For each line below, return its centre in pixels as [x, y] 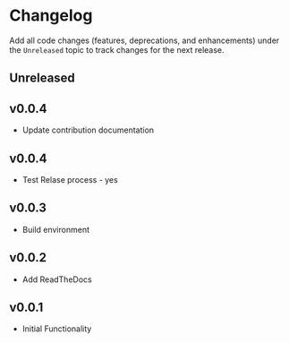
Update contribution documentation [88, 130]
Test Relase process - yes [70, 179]
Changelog [51, 16]
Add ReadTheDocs [57, 279]
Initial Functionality [57, 329]
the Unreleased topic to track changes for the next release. [117, 49]
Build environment [55, 229]
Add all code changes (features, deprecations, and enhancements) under [144, 40]
